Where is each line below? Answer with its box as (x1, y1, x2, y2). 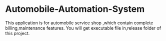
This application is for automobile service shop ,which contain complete (5, 20, 153, 26)
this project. (5, 30, 30, 36)
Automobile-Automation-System (5, 3, 145, 15)
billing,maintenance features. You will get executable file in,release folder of (5, 25, 161, 31)
